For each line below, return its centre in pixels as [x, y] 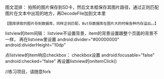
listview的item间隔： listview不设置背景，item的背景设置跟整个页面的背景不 [82, 33]
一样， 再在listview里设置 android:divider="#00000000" [62, 39]
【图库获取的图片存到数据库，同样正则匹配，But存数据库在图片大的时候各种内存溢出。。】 [82, 24]
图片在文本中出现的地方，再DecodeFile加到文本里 [55, 13]
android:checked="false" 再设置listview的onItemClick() [61, 61]
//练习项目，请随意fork [28, 72]
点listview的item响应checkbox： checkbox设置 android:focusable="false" [80, 55]
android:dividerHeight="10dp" [35, 45]
